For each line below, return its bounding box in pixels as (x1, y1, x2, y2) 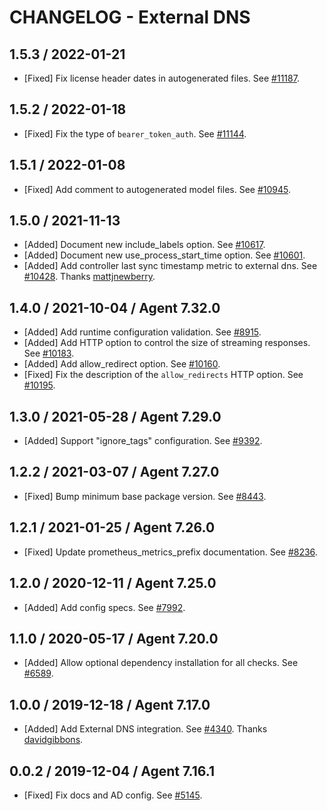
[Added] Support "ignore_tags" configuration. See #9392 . (23, 435, 263, 447)
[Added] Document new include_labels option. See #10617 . (23, 239, 266, 251)
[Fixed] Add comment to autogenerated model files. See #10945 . (23, 183, 292, 195)
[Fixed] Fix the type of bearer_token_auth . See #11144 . (23, 127, 247, 140)
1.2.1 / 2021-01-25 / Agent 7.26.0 (9, 519, 216, 536)
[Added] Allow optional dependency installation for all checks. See (23, 657, 299, 669)
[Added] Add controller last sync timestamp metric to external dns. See (23, 260, 318, 272)
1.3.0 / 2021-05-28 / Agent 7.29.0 (9, 408, 222, 425)
